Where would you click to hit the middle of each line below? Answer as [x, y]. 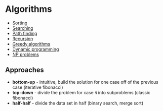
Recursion [22, 39]
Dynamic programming [36, 49]
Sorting [20, 23]
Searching [23, 28]
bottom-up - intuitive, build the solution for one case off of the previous [85, 82]
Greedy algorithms [31, 44]
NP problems [26, 54]
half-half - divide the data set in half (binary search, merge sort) [78, 103]
